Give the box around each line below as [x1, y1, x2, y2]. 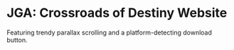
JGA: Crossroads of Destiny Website [6, 5, 228, 21]
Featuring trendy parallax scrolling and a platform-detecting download [6, 28, 213, 37]
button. [6, 35, 28, 44]
